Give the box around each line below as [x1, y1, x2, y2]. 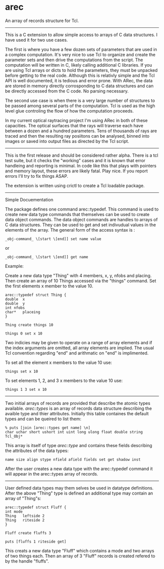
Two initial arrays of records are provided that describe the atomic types [5, 400, 150, 406]
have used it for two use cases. [5, 37, 68, 43]
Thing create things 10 [5, 322, 54, 327]
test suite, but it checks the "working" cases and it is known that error [5, 157, 145, 163]
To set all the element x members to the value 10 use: [5, 359, 112, 365]
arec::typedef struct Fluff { [5, 505, 67, 510]
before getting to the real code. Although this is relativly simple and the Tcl [5, 72, 155, 78]
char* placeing [5, 309, 41, 314]
